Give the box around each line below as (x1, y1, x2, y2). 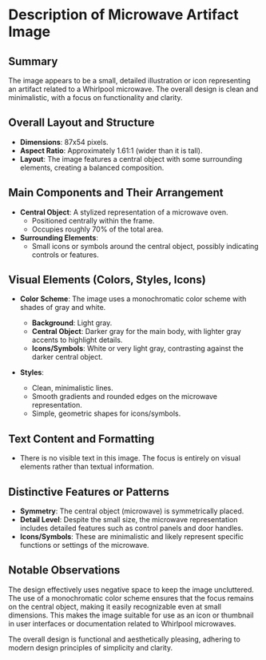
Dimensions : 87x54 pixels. (19, 137, 109, 147)
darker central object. (31, 352, 103, 362)
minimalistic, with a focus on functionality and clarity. (8, 93, 183, 102)
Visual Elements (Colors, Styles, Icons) (8, 273, 206, 287)
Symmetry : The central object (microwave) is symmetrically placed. (19, 506, 244, 516)
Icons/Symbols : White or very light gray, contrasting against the (31, 344, 244, 353)
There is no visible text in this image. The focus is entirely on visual (19, 453, 241, 463)
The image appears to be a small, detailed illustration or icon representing (8, 76, 251, 85)
